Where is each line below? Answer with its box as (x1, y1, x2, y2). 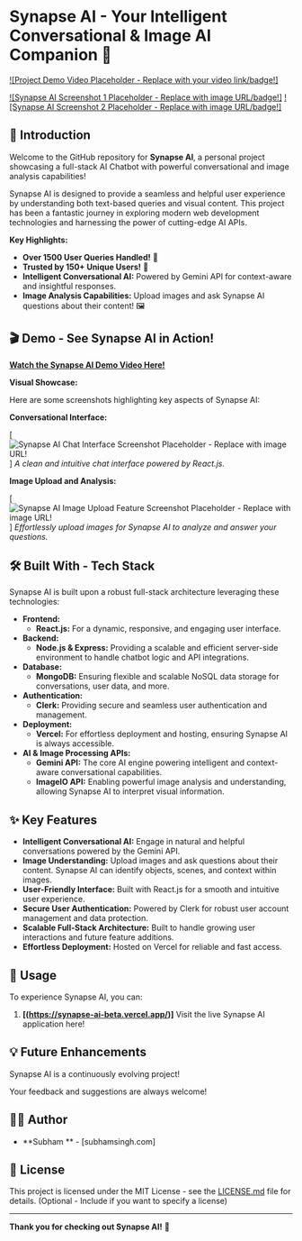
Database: (22, 662, 63, 672)
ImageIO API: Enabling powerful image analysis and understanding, (35, 777, 287, 788)
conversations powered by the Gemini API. (22, 845, 181, 857)
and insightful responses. (22, 280, 117, 291)
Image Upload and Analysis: (9, 475, 117, 486)
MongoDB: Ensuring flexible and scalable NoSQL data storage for (35, 671, 280, 682)
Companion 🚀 (9, 45, 112, 65)
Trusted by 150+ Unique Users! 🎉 (22, 261, 149, 272)
